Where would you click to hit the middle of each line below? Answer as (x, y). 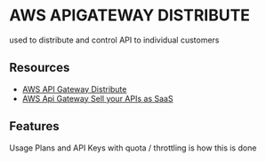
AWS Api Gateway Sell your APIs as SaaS (97, 98)
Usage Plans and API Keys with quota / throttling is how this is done (133, 148)
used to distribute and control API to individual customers (114, 40)
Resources (40, 68)
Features (34, 126)
